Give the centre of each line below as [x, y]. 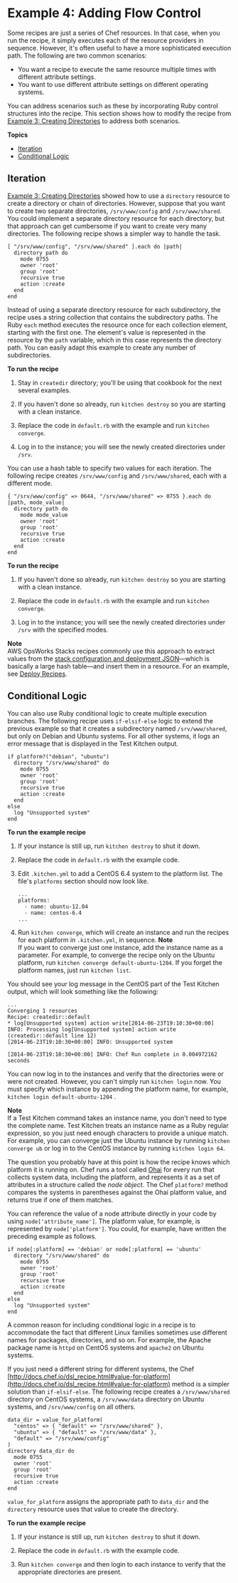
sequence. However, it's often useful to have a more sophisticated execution [119, 48]
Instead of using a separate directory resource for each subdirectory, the [114, 309]
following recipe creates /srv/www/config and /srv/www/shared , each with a [117, 476]
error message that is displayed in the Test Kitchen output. [93, 743]
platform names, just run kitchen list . [74, 970]
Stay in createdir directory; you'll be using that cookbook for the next [120, 382]
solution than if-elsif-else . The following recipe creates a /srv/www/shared [119, 1391]
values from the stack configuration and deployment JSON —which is [108, 658]
